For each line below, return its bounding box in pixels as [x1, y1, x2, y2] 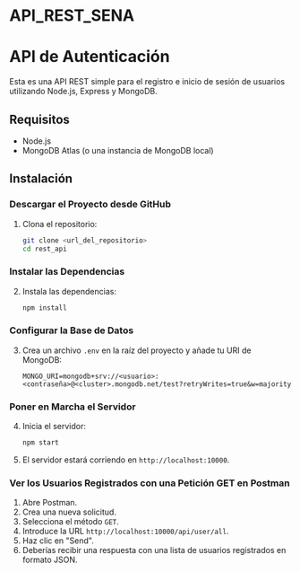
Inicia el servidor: [21, 421, 87, 432]
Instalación [9, 172, 73, 187]
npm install [21, 303, 67, 312]
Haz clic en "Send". [21, 535, 94, 546]
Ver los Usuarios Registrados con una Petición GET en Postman [9, 477, 290, 489]
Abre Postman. [21, 497, 78, 508]
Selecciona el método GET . [21, 516, 119, 527]
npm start [21, 438, 60, 447]
